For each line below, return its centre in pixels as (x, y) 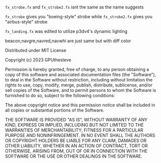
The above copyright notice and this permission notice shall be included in (80, 105)
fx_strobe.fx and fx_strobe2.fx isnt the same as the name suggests (74, 7)
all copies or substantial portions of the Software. (55, 110)
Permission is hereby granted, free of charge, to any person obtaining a (77, 69)
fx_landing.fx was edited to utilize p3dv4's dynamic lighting (66, 31)
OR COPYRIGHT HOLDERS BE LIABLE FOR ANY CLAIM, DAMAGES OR (76, 140)
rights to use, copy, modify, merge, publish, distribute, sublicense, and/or (79, 85)
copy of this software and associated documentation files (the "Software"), (81, 75)
